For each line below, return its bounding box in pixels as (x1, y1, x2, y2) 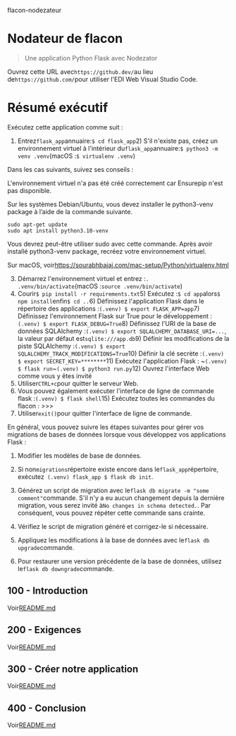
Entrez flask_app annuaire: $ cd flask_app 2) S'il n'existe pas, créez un (17, 137, 218, 145)
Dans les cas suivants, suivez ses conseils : (7, 165, 134, 173)
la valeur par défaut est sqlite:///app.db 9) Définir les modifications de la (17, 334, 230, 342)
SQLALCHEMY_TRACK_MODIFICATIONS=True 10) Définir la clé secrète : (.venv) (17, 349, 224, 358)
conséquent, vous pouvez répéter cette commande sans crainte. (17, 509, 206, 517)
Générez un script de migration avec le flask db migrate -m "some (17, 486, 209, 494)
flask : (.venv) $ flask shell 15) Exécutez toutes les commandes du (17, 394, 215, 402)
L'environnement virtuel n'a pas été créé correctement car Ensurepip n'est (7, 179, 223, 187)
